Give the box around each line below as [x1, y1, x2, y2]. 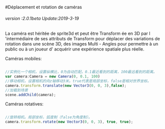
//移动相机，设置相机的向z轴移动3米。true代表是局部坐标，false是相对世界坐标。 [5, 78, 151, 83]
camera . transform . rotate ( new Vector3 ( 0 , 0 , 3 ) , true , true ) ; [5, 120, 133, 125]
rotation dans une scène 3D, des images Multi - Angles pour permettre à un [5, 41, 159, 47]
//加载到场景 [5, 88, 28, 93]
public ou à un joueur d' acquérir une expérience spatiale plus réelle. [5, 46, 144, 52]
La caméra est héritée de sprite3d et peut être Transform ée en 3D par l [5, 30, 150, 36]
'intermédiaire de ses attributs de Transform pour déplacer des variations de [5, 36, 160, 42]
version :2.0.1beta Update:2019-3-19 [5, 15, 79, 21]
